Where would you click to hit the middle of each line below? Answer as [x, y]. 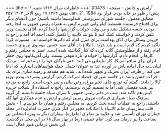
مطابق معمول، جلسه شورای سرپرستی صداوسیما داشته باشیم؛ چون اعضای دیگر [80, 18]
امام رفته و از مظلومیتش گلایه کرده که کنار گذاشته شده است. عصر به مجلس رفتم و [83, 50]
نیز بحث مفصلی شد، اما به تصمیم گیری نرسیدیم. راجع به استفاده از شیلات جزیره [80, 87]
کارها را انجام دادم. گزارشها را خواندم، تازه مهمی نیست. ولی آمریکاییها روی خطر [79, 55]
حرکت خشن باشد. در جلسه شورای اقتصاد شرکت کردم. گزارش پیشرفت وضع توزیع [82, 76]
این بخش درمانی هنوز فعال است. [36, 124]
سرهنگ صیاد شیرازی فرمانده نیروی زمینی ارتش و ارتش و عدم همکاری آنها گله [78, 98]
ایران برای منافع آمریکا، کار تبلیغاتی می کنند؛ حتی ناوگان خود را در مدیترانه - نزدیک [81, 61]
